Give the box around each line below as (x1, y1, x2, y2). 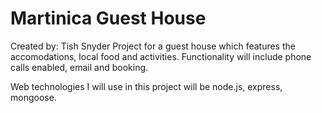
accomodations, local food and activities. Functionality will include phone (10, 50, 312, 62)
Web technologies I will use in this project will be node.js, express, (10, 80, 283, 92)
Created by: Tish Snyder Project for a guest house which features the (10, 40, 296, 52)
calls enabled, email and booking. (10, 61, 149, 73)
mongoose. (10, 91, 57, 103)
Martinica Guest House (10, 7, 207, 30)
